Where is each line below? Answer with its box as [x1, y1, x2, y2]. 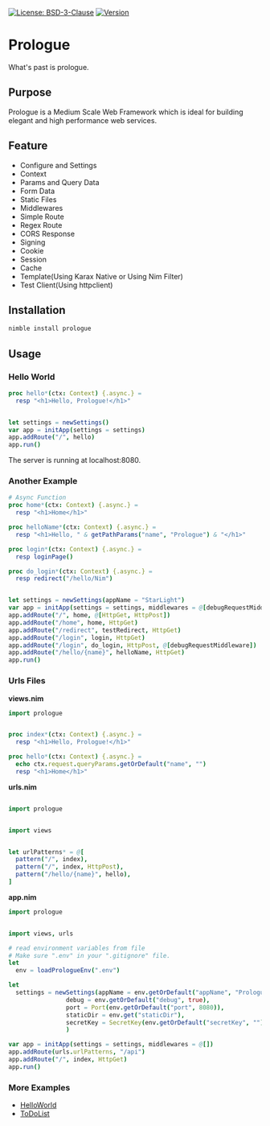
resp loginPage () [15, 552, 74, 561]
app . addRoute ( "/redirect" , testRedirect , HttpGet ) [8, 626, 182, 634]
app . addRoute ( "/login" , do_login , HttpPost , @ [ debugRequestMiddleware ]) [8, 641, 257, 650]
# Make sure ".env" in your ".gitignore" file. [8, 951, 171, 959]
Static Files [19, 194, 57, 204]
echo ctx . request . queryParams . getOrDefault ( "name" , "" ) [15, 761, 207, 769]
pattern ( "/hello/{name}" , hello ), [15, 870, 131, 879]
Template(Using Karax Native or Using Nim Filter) [19, 271, 183, 281]
